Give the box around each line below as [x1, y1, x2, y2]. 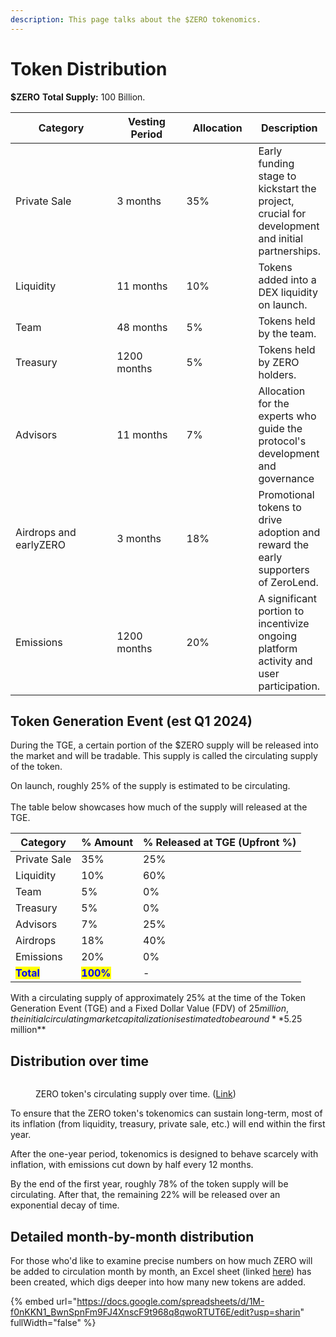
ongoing [258, 629, 298, 643]
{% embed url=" [10, 1296, 78, 1307]
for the [258, 396, 290, 410]
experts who [258, 409, 317, 423]
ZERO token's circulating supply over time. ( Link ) [35, 1088, 237, 1100]
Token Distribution [10, 57, 168, 80]
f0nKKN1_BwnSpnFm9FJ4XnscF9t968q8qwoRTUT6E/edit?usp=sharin [10, 1306, 301, 1318]
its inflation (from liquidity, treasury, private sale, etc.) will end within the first [10, 1118, 326, 1130]
